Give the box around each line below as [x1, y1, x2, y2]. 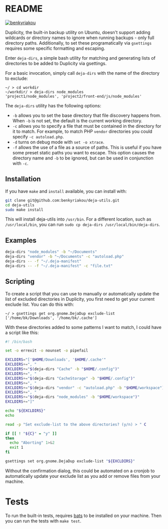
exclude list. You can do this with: [5, 301, 74, 307]
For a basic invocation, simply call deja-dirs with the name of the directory [5, 70, 160, 76]
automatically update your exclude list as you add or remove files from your [5, 473, 161, 479]
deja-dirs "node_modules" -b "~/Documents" [5, 249, 97, 255]
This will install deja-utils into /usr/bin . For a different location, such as [5, 216, 151, 222]
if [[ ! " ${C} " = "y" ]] [5, 431, 57, 436]
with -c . [12, 160, 28, 166]
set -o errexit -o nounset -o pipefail [5, 348, 88, 354]
